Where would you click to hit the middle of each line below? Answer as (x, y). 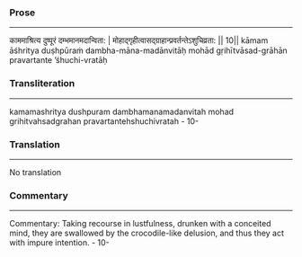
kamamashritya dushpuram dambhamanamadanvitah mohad (122, 111)
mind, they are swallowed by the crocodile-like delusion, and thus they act (147, 233)
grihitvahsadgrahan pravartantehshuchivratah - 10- (104, 121)
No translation (36, 172)
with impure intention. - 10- (59, 243)
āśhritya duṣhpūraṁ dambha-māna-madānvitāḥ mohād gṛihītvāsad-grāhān (148, 50)
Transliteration (42, 84)
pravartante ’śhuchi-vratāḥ (58, 60)
